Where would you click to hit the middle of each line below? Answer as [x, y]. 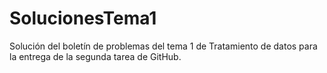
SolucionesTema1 [83, 18]
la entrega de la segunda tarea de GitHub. [95, 56]
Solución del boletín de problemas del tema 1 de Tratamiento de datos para [163, 46]
